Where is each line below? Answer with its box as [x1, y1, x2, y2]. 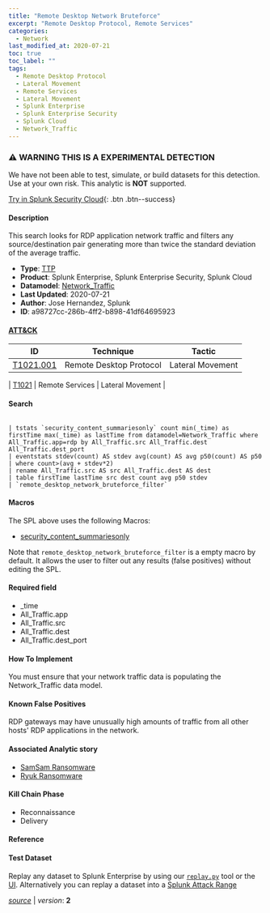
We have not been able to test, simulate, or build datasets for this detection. [8, 170, 260, 180]
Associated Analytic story [8, 744, 99, 754]
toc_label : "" [8, 58, 57, 66]
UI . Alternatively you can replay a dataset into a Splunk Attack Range [8, 880, 237, 890]
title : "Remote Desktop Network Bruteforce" [8, 11, 161, 20]
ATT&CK [8, 325, 38, 335]
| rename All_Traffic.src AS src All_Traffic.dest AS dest [8, 467, 212, 475]
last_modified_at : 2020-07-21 [8, 42, 111, 50]
